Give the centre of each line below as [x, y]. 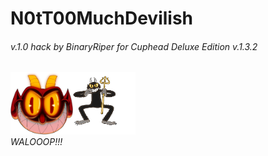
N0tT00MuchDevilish [102, 18]
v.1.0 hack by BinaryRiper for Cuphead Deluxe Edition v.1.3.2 [134, 46]
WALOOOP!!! [36, 142]
